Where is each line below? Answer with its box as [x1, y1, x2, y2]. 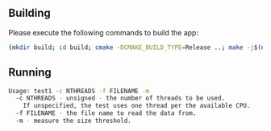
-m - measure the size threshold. [15, 117, 131, 125]
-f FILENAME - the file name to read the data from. [15, 109, 197, 117]
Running [8, 66, 52, 80]
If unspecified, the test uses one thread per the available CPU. [23, 102, 251, 110]
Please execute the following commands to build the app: [8, 27, 199, 37]
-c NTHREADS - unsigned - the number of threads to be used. [15, 94, 226, 103]
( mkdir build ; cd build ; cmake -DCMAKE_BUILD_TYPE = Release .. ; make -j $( [8, 43, 262, 51]
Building [8, 6, 51, 20]
